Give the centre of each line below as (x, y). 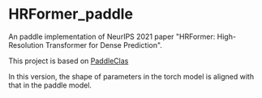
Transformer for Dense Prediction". (103, 45)
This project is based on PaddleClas (69, 61)
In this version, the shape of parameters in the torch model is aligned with (131, 76)
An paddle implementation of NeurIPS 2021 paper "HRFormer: (112, 36)
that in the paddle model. (50, 85)
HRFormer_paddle (71, 14)
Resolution (26, 45)
